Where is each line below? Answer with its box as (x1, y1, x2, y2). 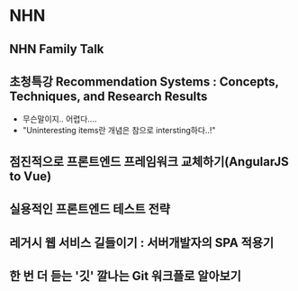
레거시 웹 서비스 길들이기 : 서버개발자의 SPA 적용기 (9, 235, 275, 250)
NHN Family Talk (9, 41, 104, 57)
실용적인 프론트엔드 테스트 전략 (9, 202, 171, 217)
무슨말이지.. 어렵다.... (22, 114, 97, 124)
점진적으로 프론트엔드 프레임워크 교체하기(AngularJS (9, 154, 290, 169)
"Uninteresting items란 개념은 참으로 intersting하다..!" (22, 125, 216, 136)
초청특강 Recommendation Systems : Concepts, (9, 74, 279, 89)
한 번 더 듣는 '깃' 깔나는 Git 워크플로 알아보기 (9, 268, 241, 284)
